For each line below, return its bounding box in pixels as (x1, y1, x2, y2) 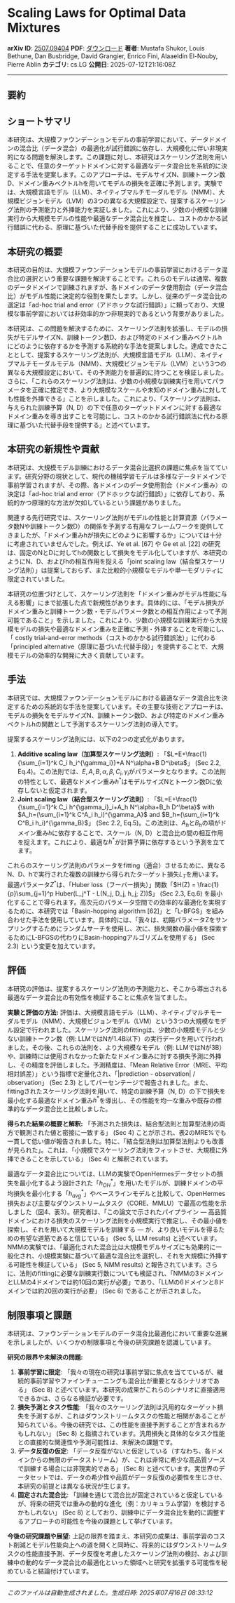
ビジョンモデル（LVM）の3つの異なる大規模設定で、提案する (19, 197, 196, 205)
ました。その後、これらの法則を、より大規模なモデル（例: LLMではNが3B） (7, 1043, 226, 1051)
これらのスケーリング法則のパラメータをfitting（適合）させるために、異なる (7, 861, 226, 870)
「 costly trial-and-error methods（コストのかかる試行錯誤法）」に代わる (7, 633, 216, 641)
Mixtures (7, 20, 61, 36)
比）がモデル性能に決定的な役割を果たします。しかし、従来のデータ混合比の (7, 291, 227, 300)
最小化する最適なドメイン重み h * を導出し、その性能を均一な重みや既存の (7, 1095, 216, 1105)
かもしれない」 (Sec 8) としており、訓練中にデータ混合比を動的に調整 (17, 1508, 220, 1517)
